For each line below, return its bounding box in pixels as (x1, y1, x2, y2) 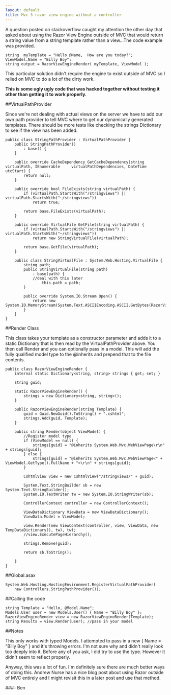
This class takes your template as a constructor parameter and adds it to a (5, 335, 161, 341)
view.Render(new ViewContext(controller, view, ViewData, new (23, 523, 158, 528)
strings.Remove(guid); (23, 541, 72, 546)
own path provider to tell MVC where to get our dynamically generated (5, 116, 153, 123)
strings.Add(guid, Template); (23, 415, 88, 421)
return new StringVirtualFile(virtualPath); (32, 236, 129, 241)
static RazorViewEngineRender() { (14, 389, 88, 394)
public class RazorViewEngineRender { (5, 366, 88, 372)
